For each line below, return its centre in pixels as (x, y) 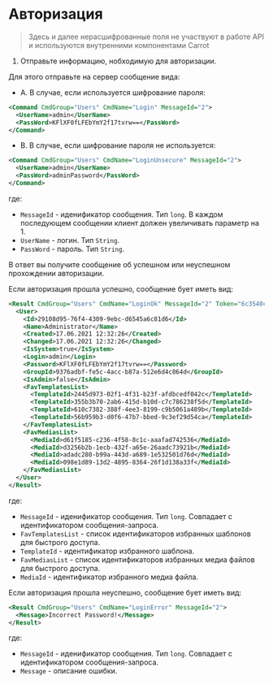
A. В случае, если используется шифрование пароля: (113, 92)
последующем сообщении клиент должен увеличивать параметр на (140, 223)
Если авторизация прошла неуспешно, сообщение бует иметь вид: (125, 592)
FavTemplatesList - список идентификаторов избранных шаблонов (136, 534)
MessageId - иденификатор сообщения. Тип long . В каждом (121, 214)
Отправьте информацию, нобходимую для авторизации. (118, 61)
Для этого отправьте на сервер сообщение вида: (94, 76)
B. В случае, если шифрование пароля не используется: (118, 145)
